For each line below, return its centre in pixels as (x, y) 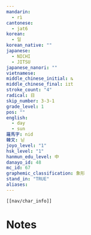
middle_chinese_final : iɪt (40, 85)
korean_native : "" (29, 46)
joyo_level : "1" (26, 145)
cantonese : (20, 23)
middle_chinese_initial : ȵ (40, 79)
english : (17, 117)
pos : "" (16, 112)
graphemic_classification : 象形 (45, 174)
